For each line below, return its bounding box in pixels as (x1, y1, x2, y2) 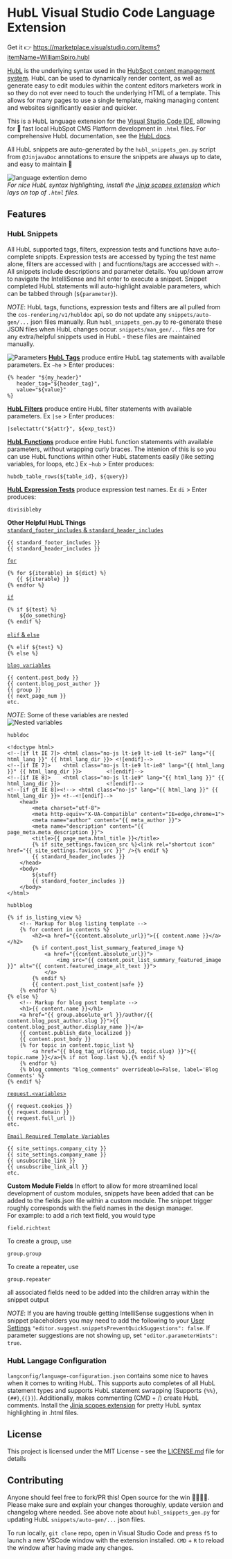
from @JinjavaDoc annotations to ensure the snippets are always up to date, (7, 152, 222, 161)
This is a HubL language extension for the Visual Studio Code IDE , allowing (7, 117, 221, 125)
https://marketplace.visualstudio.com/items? (33, 43, 161, 51)
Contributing (7, 1475, 64, 1487)
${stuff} (32, 871, 57, 879)
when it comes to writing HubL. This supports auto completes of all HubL (7, 1378, 216, 1387)
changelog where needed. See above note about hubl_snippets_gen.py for (7, 1508, 220, 1516)
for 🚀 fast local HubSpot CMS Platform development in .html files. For (7, 124, 206, 133)
